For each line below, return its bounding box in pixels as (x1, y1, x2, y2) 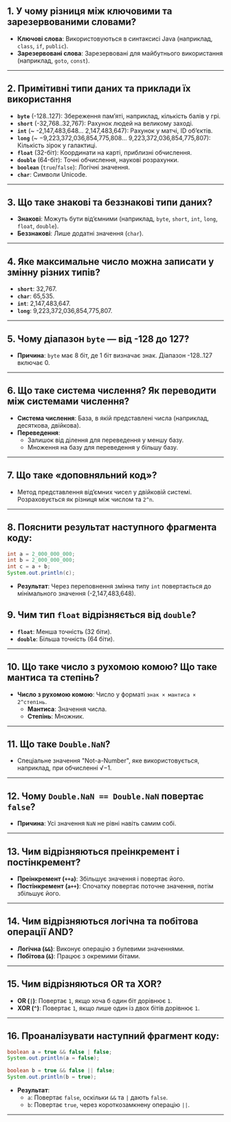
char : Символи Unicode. (16, 170, 87, 178)
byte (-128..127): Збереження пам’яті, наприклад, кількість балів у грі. (16, 111, 221, 120)
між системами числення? (7, 395, 129, 408)
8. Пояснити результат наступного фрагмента (7, 522, 217, 533)
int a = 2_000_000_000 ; (7, 550, 76, 558)
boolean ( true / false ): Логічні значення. (16, 163, 131, 171)
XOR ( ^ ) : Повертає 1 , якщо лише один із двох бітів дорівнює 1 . (16, 1004, 200, 1012)
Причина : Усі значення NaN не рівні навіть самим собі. (16, 819, 177, 828)
